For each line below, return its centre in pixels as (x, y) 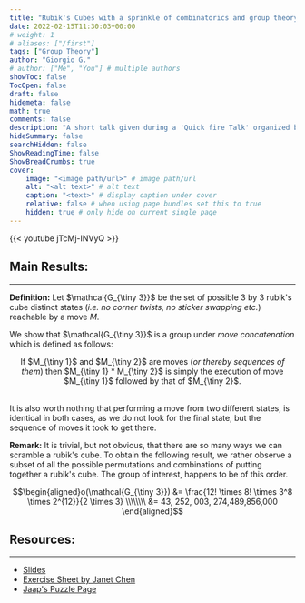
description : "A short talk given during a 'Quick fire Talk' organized (150, 128)
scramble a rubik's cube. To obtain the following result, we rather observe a (151, 455)
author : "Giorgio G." (50, 60)
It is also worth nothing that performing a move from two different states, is (150, 408)
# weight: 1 (32, 35)
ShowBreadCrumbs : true (52, 161)
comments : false (40, 119)
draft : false (34, 94)
